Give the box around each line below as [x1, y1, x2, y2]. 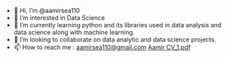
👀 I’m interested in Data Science [13, 14, 105, 22]
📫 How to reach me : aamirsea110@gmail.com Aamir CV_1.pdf [13, 43, 191, 51]
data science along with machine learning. [13, 28, 135, 36]
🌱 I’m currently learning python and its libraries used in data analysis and [13, 21, 222, 29]
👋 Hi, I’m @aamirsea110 [13, 7, 80, 14]
